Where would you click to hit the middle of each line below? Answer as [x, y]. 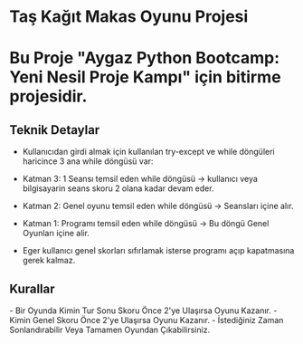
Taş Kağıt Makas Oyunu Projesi [129, 17]
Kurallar [33, 288]
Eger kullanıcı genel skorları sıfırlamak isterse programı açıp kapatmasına [158, 251]
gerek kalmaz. [49, 261]
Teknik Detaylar [55, 130]
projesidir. [48, 96]
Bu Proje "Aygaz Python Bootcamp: [145, 58]
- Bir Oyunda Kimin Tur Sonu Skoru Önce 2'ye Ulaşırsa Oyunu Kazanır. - [143, 311]
